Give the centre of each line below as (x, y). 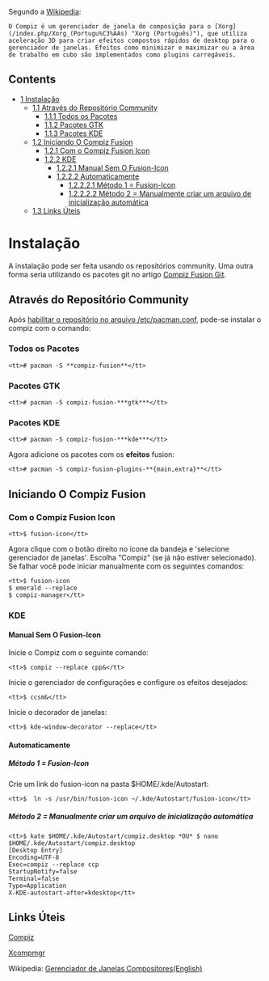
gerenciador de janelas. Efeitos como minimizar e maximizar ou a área (131, 48)
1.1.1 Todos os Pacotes (81, 116)
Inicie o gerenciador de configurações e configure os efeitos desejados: (128, 683)
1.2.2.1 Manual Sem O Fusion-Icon (113, 167)
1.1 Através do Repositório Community (95, 108)
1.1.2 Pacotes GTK (74, 125)
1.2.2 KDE (60, 159)
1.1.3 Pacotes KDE (74, 133)
